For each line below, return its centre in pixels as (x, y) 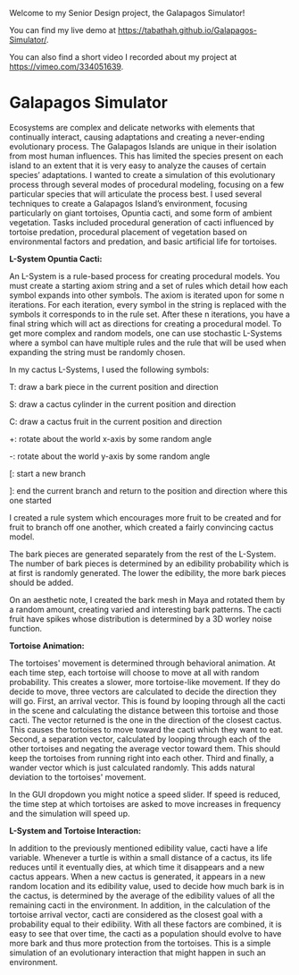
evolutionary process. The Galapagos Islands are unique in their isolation (143, 146)
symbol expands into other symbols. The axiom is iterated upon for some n (147, 295)
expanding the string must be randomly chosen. (97, 352)
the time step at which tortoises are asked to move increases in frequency (145, 803)
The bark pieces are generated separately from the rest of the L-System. (143, 554)
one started (30, 500)
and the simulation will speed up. (70, 813)
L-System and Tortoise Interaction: (75, 830)
